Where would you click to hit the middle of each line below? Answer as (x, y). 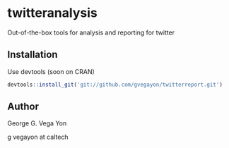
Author (23, 107)
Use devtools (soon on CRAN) (51, 71)
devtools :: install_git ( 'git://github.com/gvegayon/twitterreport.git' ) (115, 85)
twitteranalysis (52, 13)
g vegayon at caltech (38, 137)
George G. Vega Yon (37, 123)
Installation (33, 55)
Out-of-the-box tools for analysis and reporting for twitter (91, 32)
